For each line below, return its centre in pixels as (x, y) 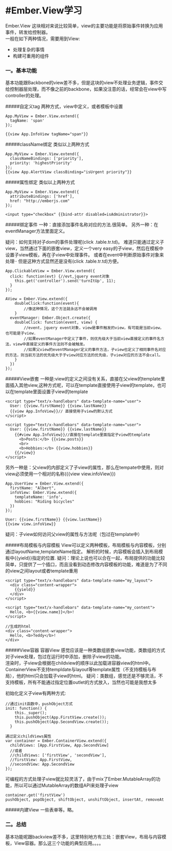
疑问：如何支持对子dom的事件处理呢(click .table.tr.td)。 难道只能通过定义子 (85, 242)
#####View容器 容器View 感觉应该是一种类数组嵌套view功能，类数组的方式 (85, 650)
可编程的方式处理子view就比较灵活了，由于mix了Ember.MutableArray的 (81, 779)
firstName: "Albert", (33, 488)
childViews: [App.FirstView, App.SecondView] (60, 746)
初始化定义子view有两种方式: (36, 693)
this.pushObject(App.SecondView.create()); (62, 722)
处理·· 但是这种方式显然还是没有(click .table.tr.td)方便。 (63, 261)
